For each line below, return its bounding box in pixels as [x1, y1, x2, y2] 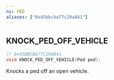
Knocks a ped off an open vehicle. [6, 68, 89, 75]
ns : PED [6, 8, 25, 15]
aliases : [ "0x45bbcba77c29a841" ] [6, 14, 88, 20]
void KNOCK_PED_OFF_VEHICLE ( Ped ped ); [6, 57, 101, 63]
